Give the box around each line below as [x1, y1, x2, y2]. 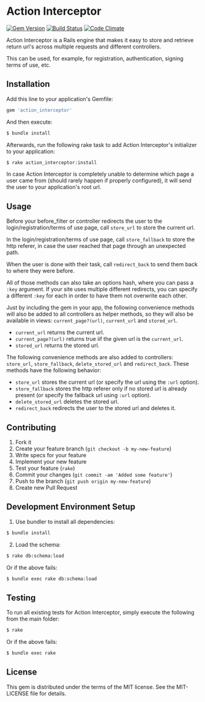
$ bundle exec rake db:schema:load [6, 575, 97, 582]
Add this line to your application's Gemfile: [6, 95, 113, 102]
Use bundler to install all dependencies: [15, 518, 115, 525]
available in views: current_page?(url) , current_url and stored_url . [6, 317, 178, 324]
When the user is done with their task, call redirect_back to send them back [6, 261, 198, 268]
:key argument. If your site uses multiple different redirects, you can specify [6, 286, 198, 293]
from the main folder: [6, 615, 60, 622]
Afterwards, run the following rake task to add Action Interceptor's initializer [6, 141, 197, 148]
